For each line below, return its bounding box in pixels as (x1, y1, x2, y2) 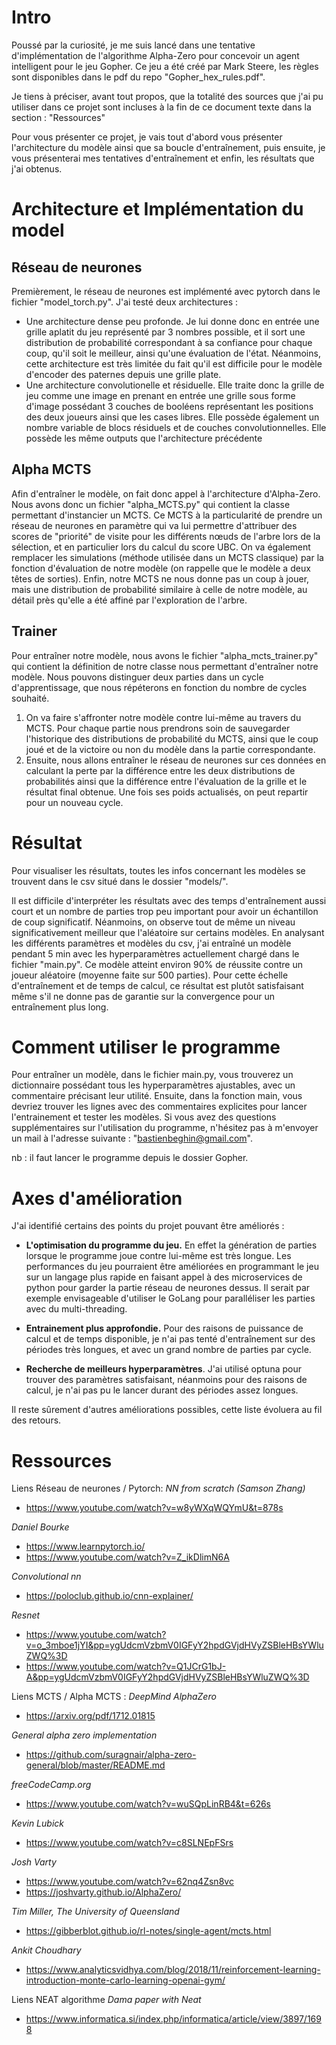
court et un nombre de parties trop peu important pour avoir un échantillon (11, 905, 319, 917)
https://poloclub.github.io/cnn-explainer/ (25, 1590, 194, 1602)
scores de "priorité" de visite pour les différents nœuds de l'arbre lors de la (11, 530, 321, 542)
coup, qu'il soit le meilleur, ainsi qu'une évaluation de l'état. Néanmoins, (25, 347, 321, 359)
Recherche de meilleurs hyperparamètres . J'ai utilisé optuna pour (25, 1363, 302, 1375)
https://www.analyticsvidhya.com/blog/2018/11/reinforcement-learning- (25, 1964, 321, 1976)
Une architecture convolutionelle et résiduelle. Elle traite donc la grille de (25, 379, 325, 391)
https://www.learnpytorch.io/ (25, 1541, 146, 1553)
